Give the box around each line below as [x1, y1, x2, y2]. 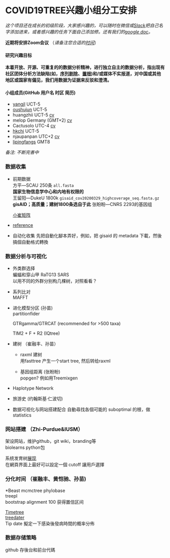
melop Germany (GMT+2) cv [12, 117, 72, 123]
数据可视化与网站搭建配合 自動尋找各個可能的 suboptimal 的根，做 [12, 406, 151, 412]
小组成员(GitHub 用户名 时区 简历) [5, 89, 76, 95]
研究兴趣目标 [5, 52, 32, 58]
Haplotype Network [12, 385, 54, 391]
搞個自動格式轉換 [12, 239, 49, 245]
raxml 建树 [20, 351, 42, 358]
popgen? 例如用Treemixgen [20, 375, 78, 381]
